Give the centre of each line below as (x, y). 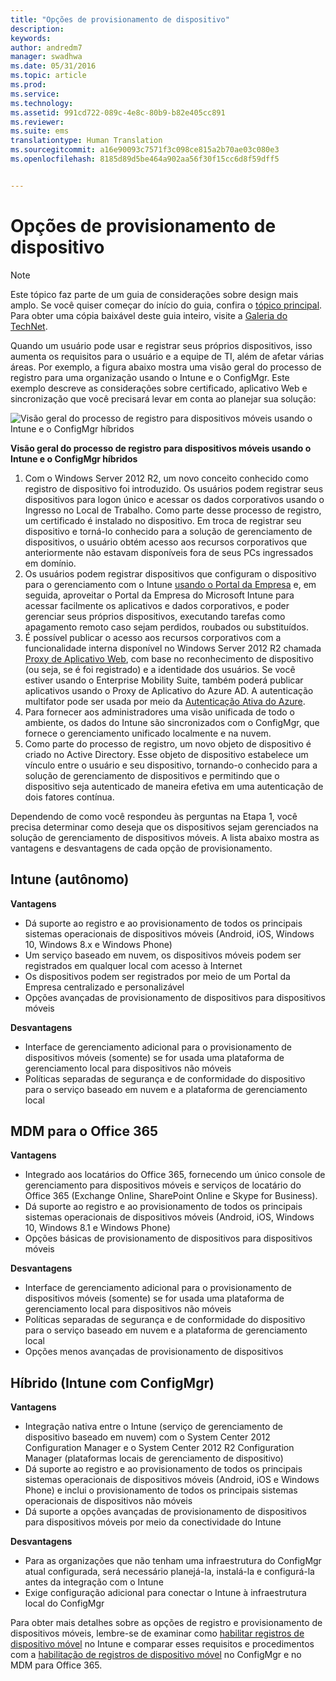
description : (37, 29)
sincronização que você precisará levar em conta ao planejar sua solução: (163, 398)
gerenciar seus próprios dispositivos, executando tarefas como (155, 616)
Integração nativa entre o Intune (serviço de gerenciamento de (154, 1427)
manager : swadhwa (46, 57)
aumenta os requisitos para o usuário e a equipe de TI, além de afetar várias (167, 356)
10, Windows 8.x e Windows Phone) (98, 944)
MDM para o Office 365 (84, 1131)
